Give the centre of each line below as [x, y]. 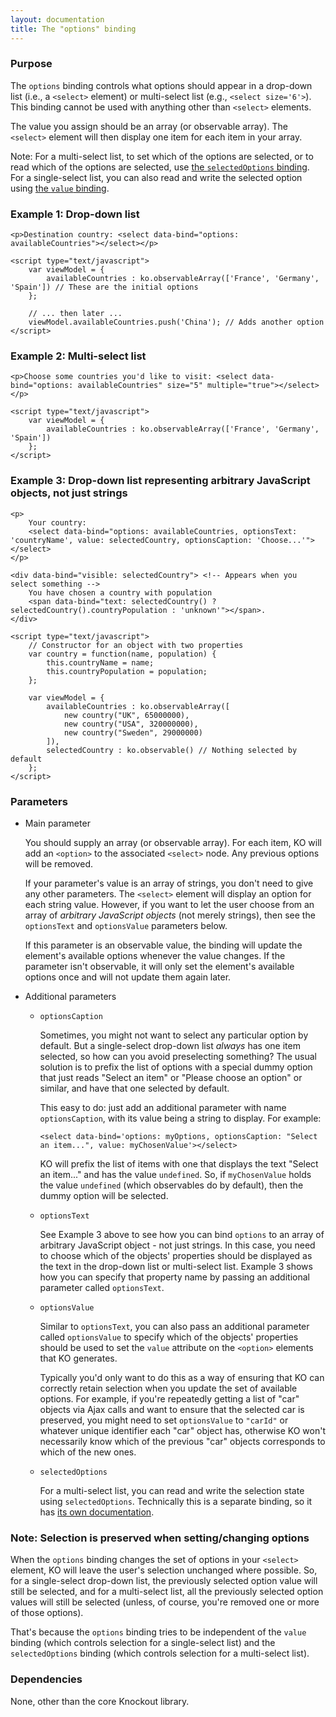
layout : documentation [57, 19]
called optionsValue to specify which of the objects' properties [169, 1337]
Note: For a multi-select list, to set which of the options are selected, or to [162, 156]
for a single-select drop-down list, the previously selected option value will [164, 1581]
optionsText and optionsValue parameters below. [126, 925]
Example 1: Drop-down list [75, 214]
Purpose [31, 64]
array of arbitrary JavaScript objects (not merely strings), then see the [170, 915]
